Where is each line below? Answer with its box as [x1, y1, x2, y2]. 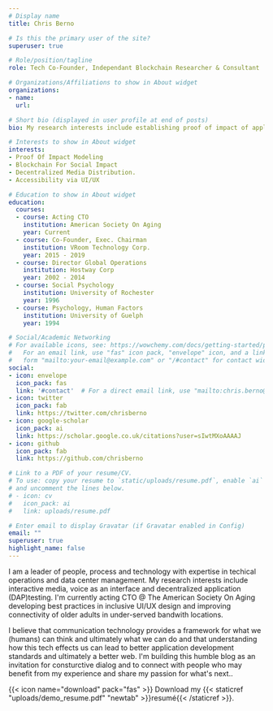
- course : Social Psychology [15, 281, 115, 289]
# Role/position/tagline [8, 56, 93, 65]
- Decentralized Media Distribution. [8, 168, 136, 176]
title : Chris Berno [8, 20, 75, 28]
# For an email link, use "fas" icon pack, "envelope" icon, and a [8, 349, 249, 358]
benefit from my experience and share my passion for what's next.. [8, 668, 233, 678]
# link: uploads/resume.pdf [8, 507, 111, 515]
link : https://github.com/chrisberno [15, 454, 144, 463]
